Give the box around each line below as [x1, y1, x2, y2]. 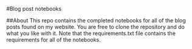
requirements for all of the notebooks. [6, 36, 101, 43]
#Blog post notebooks [6, 5, 62, 12]
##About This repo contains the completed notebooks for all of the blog [6, 17, 187, 24]
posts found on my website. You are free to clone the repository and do [6, 24, 185, 30]
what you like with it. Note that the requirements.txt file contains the [6, 30, 176, 37]
